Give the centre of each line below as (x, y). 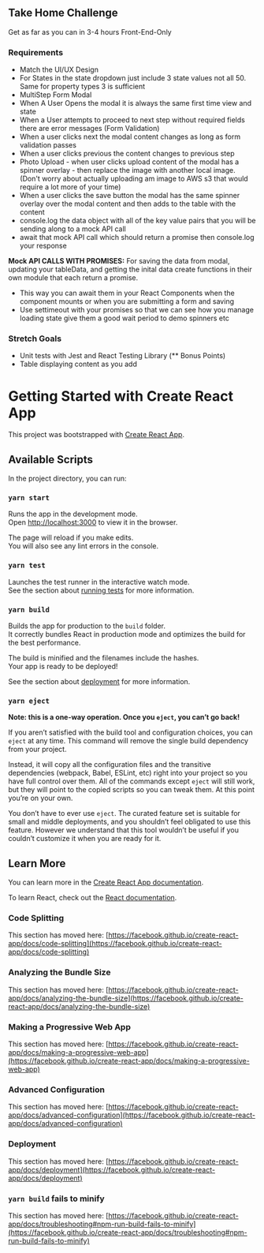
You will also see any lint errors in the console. (84, 546)
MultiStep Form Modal (56, 95)
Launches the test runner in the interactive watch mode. (99, 582)
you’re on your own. (41, 798)
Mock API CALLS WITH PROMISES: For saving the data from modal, (119, 261)
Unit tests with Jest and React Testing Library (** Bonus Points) (123, 356)
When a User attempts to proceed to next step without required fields (132, 120)
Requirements (36, 52)
